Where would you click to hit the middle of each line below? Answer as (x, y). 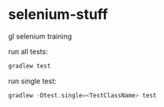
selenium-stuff (58, 15)
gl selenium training (40, 36)
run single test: (32, 81)
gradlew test (30, 66)
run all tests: (28, 51)
